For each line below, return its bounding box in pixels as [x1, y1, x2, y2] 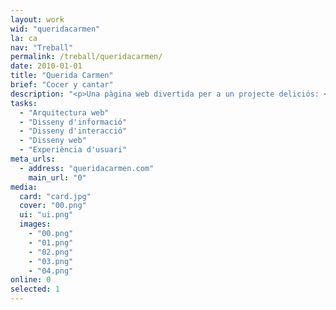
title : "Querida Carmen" [10, 71, 114, 81]
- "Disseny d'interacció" [19, 126, 128, 136]
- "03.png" [28, 256, 74, 266]
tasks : [10, 98, 38, 108]
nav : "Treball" [10, 42, 74, 53]
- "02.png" [28, 247, 74, 257]
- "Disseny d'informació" [19, 117, 128, 127]
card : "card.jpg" [19, 191, 92, 201]
